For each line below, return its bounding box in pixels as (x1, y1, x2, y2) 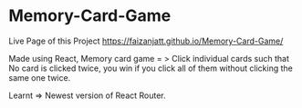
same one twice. (8, 72, 71, 83)
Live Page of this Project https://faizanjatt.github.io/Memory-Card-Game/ (8, 35, 284, 46)
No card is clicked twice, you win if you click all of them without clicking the (8, 63, 293, 74)
